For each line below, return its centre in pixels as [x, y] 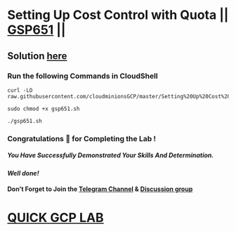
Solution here [37, 56]
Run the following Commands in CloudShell [83, 76]
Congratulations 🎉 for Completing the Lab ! [82, 138]
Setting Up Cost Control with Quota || [118, 15]
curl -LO [20, 90]
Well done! [24, 173]
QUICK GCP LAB [55, 217]
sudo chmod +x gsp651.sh [44, 109]
